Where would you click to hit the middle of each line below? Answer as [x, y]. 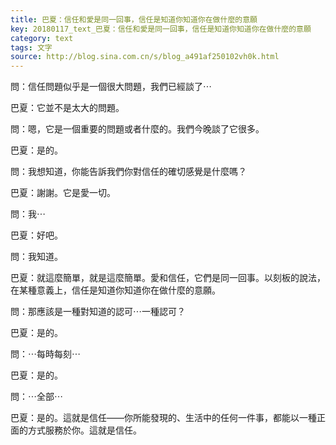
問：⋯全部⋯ [36, 397]
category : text [42, 38]
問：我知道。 [36, 257]
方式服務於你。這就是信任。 [84, 430]
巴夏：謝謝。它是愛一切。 [63, 193]
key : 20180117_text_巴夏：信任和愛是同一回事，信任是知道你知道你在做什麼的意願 [161, 29]
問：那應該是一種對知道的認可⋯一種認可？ [98, 312]
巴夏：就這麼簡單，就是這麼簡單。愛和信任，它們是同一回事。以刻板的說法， [168, 278]
